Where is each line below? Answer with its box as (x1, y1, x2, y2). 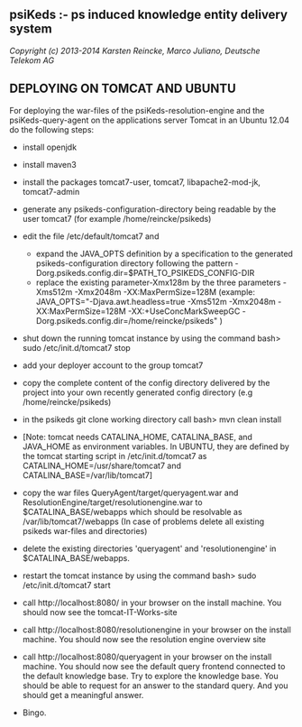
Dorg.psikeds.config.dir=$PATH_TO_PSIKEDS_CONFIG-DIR (35, 267, 255, 278)
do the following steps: (9, 124, 95, 134)
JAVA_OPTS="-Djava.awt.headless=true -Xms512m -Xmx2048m (35, 296, 277, 307)
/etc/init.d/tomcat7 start (22, 579, 111, 590)
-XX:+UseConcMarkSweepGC (127, 306, 241, 317)
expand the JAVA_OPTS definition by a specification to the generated (35, 248, 293, 259)
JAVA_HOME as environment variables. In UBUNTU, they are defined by (22, 441, 290, 452)
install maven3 (22, 159, 77, 170)
